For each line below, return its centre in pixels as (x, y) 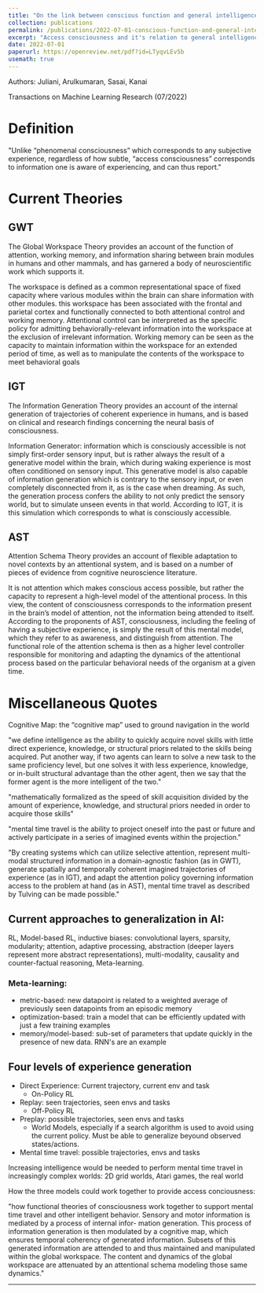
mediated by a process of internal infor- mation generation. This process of (130, 1223)
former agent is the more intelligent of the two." (85, 782)
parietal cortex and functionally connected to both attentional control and (126, 312)
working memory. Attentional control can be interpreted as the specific (123, 320)
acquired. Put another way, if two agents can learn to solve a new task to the (132, 757)
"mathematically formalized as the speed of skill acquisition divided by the (128, 797)
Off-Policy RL (53, 1111)
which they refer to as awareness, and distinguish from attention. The (121, 638)
